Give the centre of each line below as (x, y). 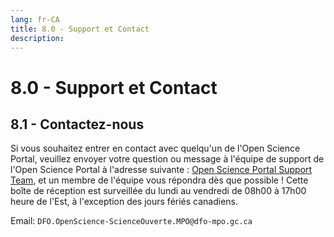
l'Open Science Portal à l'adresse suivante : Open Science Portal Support (161, 170)
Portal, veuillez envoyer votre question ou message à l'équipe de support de (167, 159)
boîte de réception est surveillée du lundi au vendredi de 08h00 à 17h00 (158, 191)
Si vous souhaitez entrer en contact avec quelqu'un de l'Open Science (155, 148)
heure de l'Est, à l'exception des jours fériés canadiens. (124, 202)
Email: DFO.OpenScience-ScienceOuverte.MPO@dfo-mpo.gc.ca (131, 221)
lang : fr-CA (35, 19)
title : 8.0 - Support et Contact (80, 29)
